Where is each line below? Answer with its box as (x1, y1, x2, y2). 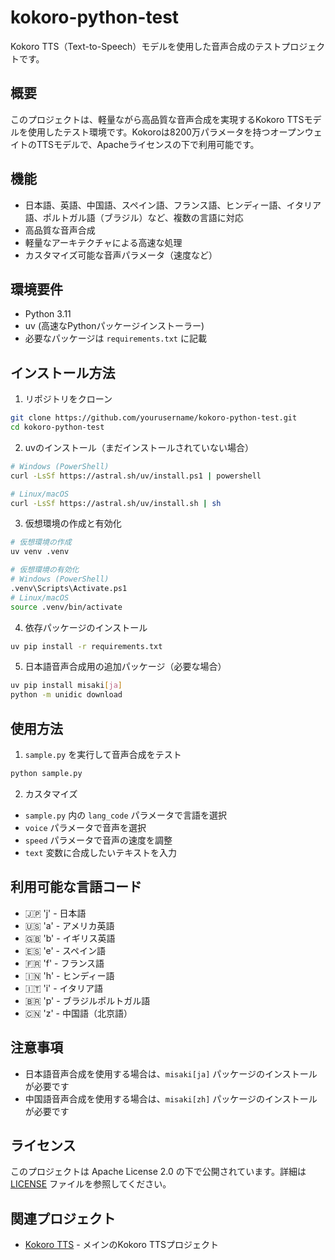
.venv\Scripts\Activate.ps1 (10, 583, 128, 593)
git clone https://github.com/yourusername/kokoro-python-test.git (10, 413, 298, 423)
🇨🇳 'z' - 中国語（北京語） (24, 1007, 133, 1019)
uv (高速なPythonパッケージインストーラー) (24, 320, 205, 332)
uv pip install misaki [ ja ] (10, 681, 123, 691)
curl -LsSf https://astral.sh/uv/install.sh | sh (10, 498, 222, 508)
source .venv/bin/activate (10, 602, 123, 612)
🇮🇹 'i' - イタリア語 (24, 982, 104, 994)
